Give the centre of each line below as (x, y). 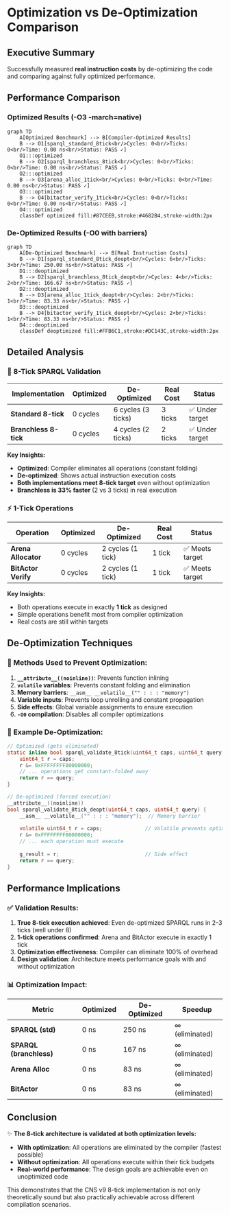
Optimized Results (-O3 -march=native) (75, 117)
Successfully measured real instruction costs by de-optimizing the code (110, 69)
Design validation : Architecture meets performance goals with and (112, 959)
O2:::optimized (41, 174)
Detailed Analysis (46, 352)
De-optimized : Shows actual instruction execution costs (97, 475)
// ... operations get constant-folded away (84, 772)
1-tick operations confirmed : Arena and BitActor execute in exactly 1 (114, 937)
